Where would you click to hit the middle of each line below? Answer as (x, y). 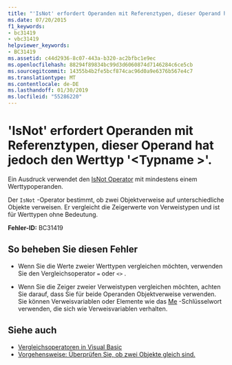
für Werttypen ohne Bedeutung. (53, 214)
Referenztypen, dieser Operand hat (111, 146)
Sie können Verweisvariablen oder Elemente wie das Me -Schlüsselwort (120, 301)
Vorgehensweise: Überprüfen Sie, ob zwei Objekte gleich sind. (106, 354)
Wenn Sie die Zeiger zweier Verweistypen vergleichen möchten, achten (119, 286)
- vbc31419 (23, 39)
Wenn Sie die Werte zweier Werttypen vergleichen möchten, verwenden (120, 266)
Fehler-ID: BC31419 (36, 227)
